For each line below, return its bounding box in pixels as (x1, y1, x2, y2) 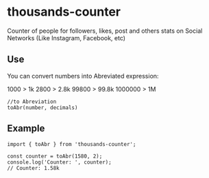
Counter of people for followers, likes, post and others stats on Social (7, 27, 203, 35)
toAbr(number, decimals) (7, 104, 78, 111)
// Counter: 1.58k (7, 164, 60, 171)
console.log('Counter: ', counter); (7, 158, 112, 166)
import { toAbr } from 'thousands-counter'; (7, 140, 136, 147)
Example (7, 123, 45, 134)
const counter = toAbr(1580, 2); (7, 153, 103, 160)
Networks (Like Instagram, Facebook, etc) (7, 33, 125, 42)
